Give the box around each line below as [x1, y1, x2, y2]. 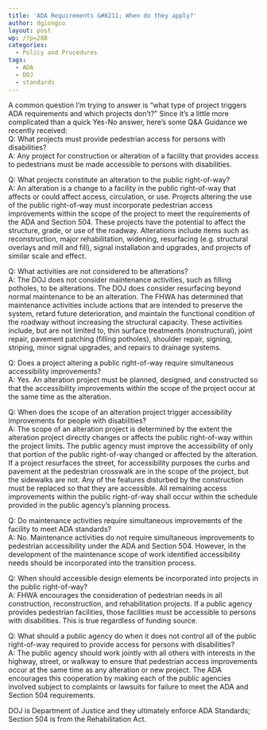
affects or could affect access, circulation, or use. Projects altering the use [8, 192, 253, 201]
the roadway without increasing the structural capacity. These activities [8, 317, 242, 326]
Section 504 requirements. [8, 690, 96, 700]
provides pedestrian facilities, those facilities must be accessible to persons [8, 607, 257, 617]
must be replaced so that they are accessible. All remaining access [8, 483, 227, 493]
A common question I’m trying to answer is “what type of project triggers [8, 100, 247, 110]
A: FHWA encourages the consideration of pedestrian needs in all [8, 590, 222, 599]
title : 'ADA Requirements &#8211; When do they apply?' [8, 11, 197, 20]
